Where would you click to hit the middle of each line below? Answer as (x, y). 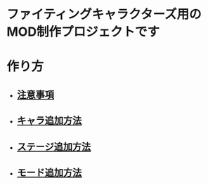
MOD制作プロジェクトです (83, 32)
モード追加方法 (49, 172)
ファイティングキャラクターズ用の (104, 14)
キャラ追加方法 (49, 121)
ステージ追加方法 (54, 147)
